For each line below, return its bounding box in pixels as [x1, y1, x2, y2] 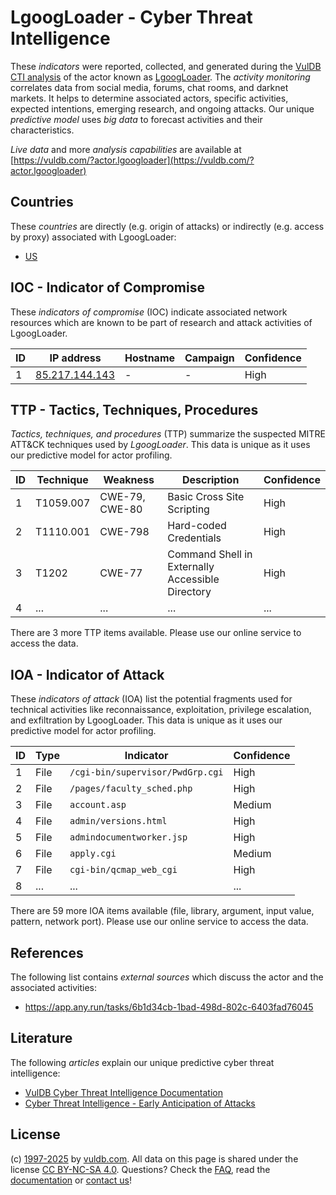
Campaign [184, 351, 235, 365]
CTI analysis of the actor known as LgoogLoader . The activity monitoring [10, 71, 311, 83]
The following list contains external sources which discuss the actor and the [10, 971, 324, 983]
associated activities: [10, 982, 98, 993]
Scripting [167, 502, 210, 516]
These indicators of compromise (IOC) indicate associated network [10, 306, 288, 318]
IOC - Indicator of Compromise [10, 279, 205, 296]
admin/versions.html [69, 816, 168, 827]
